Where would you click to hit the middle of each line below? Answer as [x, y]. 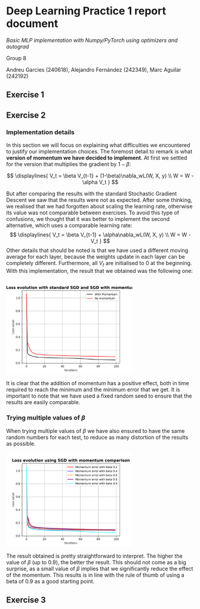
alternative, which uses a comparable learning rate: [69, 226]
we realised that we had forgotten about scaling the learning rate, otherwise [99, 207]
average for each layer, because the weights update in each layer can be [96, 257]
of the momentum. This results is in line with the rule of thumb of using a [95, 575]
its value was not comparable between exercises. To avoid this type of [93, 213]
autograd [18, 47]
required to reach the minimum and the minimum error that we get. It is [93, 390]
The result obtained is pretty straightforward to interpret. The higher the [95, 556]
